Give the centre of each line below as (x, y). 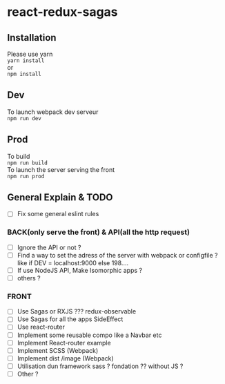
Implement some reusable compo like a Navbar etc (89, 335)
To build (19, 156)
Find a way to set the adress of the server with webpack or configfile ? (117, 255)
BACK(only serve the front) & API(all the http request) (98, 232)
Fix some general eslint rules (58, 214)
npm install (24, 74)
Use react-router (41, 327)
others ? (29, 278)
